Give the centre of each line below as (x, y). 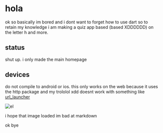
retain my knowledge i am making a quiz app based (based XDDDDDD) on (79, 27)
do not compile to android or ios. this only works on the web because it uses (81, 86)
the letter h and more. (27, 32)
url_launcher (18, 97)
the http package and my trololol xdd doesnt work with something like (75, 92)
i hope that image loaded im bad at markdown (51, 115)
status (15, 47)
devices (18, 75)
